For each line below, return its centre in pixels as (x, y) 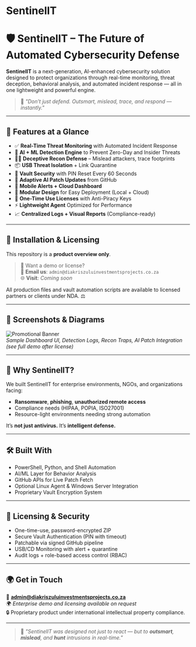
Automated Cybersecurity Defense (93, 55)
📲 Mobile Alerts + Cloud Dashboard (58, 186)
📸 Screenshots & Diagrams (55, 320)
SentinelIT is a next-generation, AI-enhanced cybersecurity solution (88, 71)
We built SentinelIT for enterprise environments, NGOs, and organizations (94, 384)
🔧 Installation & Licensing (53, 240)
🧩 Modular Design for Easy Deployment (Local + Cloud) (82, 192)
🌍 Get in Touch (34, 580)
